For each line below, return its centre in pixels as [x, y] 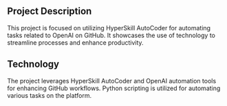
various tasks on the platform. [49, 95]
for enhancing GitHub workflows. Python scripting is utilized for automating [114, 88]
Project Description [50, 11]
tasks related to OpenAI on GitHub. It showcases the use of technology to [111, 35]
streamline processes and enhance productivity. [75, 42]
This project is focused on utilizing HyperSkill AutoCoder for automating [109, 28]
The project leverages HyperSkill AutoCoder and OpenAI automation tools [112, 81]
